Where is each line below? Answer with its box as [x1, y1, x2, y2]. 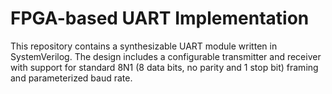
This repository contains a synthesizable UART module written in [10, 40, 278, 52]
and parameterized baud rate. [10, 72, 133, 84]
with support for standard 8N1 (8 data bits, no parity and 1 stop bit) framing [10, 61, 319, 73]
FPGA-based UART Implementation [10, 7, 310, 30]
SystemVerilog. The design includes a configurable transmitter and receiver [10, 50, 322, 62]
